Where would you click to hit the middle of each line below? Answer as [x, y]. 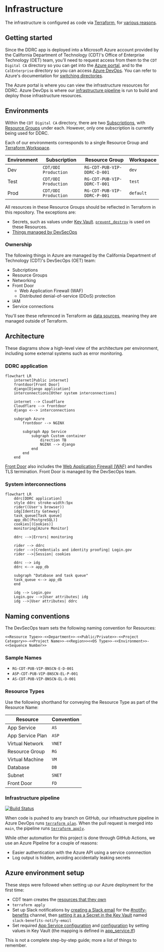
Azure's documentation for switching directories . [54, 76]
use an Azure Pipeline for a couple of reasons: [51, 843]
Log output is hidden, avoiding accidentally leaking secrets [71, 857]
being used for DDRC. [27, 133]
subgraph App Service [45, 432]
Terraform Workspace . [28, 148]
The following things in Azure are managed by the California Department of [81, 255]
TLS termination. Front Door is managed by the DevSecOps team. [71, 471]
